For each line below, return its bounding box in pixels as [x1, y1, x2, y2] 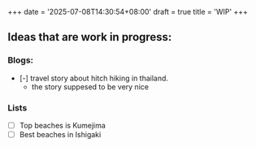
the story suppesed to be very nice [31, 81, 150, 92]
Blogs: [7, 54, 34, 66]
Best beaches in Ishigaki [19, 130, 102, 140]
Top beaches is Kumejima [19, 120, 106, 130]
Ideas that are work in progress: [7, 30, 172, 44]
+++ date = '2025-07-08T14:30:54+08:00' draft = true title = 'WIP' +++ [7, 7, 249, 16]
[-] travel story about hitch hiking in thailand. [19, 73, 168, 83]
